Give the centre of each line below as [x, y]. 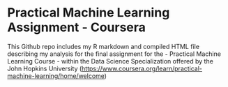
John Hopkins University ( [45, 68]
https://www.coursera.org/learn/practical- [142, 68]
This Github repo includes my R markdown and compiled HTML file [104, 46]
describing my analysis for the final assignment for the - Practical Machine [114, 54]
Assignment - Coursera [77, 27]
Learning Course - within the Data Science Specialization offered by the [111, 61]
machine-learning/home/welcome [56, 76]
